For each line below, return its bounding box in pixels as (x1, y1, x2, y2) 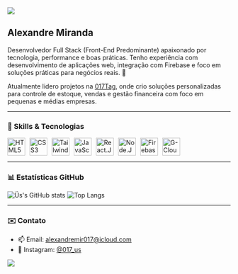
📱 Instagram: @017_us (17, 245, 81, 253)
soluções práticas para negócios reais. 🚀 (7, 68, 126, 76)
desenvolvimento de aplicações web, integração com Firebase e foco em (7, 60, 222, 69)
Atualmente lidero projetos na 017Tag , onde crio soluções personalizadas (7, 81, 222, 91)
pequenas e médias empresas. (7, 97, 97, 105)
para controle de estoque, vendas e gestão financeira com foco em (7, 89, 204, 98)
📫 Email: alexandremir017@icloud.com (17, 235, 132, 244)
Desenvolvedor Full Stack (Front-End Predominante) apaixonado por (7, 45, 207, 54)
